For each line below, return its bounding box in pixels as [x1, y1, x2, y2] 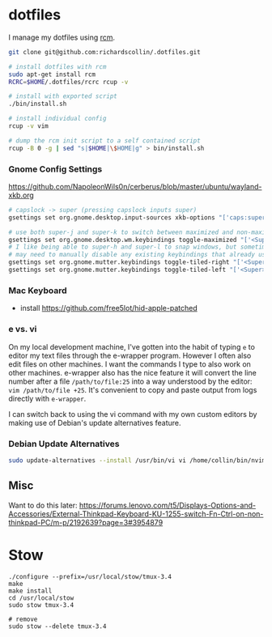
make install [8, 587, 53, 595]
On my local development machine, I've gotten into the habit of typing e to [8, 342, 255, 351]
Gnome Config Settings [8, 163, 103, 175]
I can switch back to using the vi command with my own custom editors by [8, 409, 257, 418]
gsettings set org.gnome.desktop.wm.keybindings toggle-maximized [8, 236, 237, 244]
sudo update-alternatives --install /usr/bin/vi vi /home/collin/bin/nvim [8, 456, 266, 465]
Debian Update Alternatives [8, 438, 120, 449]
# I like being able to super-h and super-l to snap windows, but [8, 243, 237, 252]
